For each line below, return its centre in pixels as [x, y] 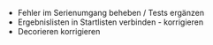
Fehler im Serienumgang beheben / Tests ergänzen [111, 13]
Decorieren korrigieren [59, 31]
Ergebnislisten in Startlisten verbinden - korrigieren [110, 22]
